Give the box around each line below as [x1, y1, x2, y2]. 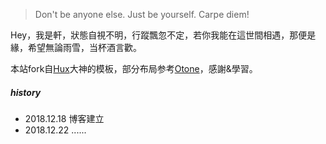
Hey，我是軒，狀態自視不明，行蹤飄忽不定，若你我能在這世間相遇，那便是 [10, 29, 317, 41]
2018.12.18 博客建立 [24, 112, 105, 124]
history [10, 86, 42, 98]
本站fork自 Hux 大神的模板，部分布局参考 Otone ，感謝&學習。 [10, 63, 258, 74]
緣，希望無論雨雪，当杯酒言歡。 [10, 42, 142, 53]
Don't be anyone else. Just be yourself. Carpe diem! [34, 9, 250, 20]
